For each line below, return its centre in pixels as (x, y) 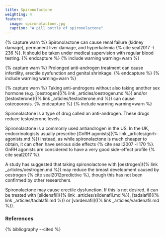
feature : (14, 19)
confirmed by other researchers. (39, 180)
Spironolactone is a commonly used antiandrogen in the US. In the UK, (77, 128)
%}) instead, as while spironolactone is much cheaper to (89, 139)
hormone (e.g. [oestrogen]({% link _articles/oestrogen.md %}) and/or (76, 93)
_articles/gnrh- (143, 134)
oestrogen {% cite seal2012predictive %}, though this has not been (74, 175)
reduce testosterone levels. (33, 119)
